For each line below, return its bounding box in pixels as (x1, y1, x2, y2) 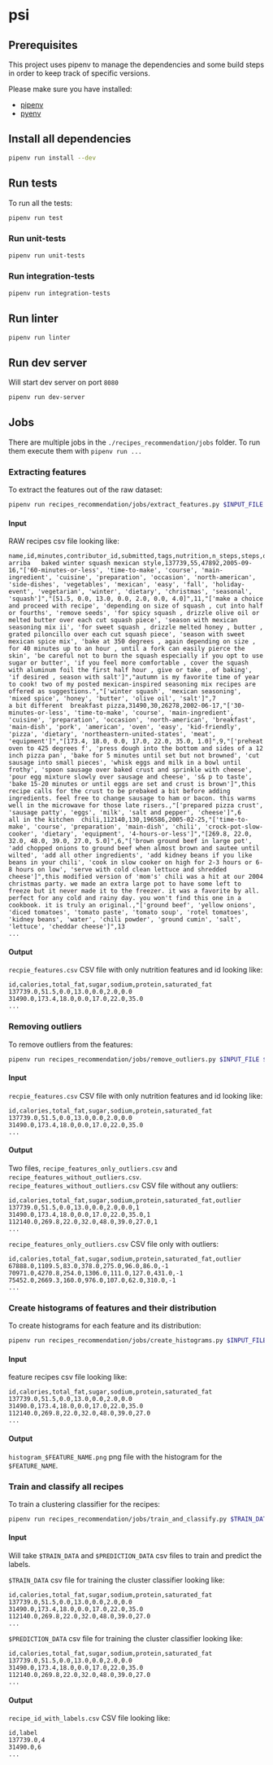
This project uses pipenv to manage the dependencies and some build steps (8, 59, 265, 69)
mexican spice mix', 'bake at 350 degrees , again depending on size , (8, 638, 256, 646)
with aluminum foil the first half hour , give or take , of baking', (8, 666, 253, 674)
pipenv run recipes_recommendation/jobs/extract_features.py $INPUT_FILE (8, 501, 264, 509)
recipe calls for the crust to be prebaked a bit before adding (8, 788, 231, 796)
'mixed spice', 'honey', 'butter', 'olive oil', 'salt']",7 (8, 695, 217, 703)
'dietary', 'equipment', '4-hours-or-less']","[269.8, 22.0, (41, 830, 253, 838)
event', (8, 588, 35, 596)
